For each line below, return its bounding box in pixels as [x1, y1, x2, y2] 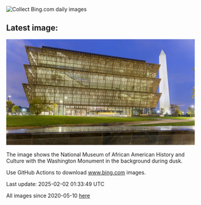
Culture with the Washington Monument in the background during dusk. [6, 157, 183, 164]
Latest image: [6, 23, 59, 33]
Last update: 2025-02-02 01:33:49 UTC [6, 180, 105, 188]
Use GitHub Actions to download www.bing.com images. [6, 169, 147, 176]
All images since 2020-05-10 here [6, 192, 90, 200]
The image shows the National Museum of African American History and [6, 151, 185, 158]
